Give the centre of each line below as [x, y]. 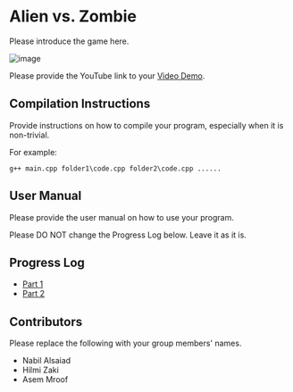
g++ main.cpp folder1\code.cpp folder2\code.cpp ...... [115, 168]
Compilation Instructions [80, 104]
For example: [33, 152]
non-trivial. [29, 135]
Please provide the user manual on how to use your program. [121, 217]
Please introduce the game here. [69, 41]
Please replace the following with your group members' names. [126, 343]
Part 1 [33, 284]
